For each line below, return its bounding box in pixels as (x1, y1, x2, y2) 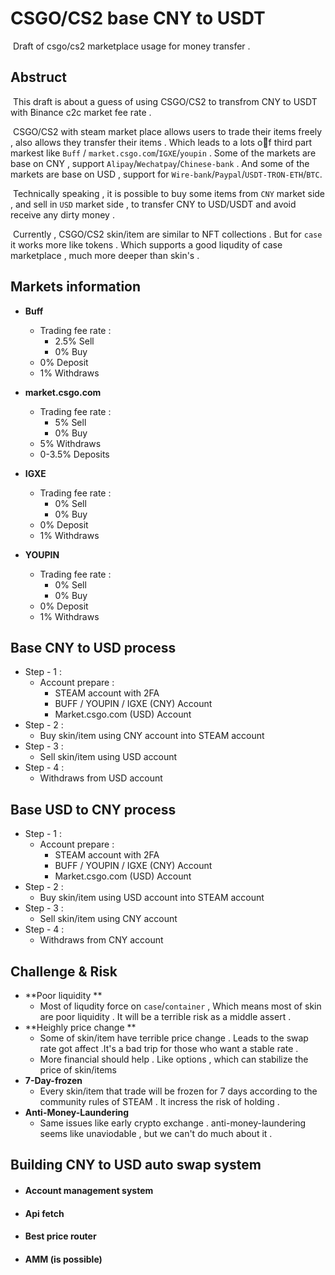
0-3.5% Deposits (39, 448, 110, 460)
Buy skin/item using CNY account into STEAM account (39, 730, 265, 742)
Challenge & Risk (10, 963, 118, 980)
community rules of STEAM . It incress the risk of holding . (39, 1096, 280, 1107)
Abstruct (10, 69, 68, 86)
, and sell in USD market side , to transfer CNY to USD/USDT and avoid (10, 198, 297, 210)
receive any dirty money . (10, 208, 115, 221)
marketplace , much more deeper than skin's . (10, 249, 200, 261)
